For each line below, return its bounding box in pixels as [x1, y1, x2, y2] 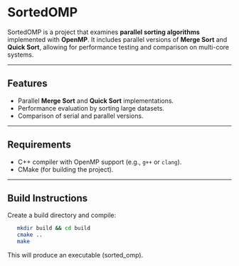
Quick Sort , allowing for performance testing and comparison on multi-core [7, 43, 230, 51]
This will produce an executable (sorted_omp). [7, 251, 144, 259]
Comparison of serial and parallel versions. [17, 111, 144, 120]
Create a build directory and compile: [7, 211, 117, 220]
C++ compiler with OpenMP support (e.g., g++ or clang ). [17, 157, 182, 166]
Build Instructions [7, 192, 88, 204]
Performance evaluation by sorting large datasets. [17, 104, 165, 112]
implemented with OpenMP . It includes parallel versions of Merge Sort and [7, 35, 228, 43]
